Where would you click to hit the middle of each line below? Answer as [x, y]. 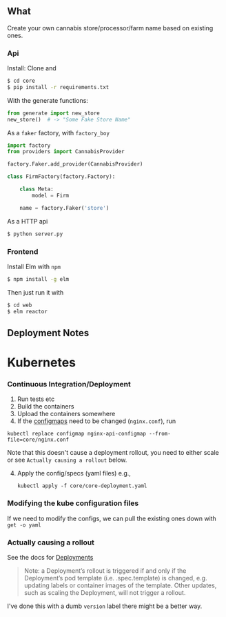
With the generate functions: [48, 100]
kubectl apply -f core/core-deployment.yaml [82, 486]
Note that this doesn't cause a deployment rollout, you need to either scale [113, 453]
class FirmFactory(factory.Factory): [61, 177]
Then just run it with [35, 292]
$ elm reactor [28, 311]
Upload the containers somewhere [66, 414]
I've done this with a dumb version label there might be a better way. [105, 606]
